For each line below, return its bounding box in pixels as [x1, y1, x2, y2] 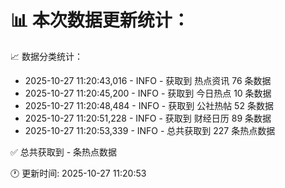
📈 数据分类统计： [10, 50, 83, 62]
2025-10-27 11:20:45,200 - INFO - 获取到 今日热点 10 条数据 [24, 87, 272, 99]
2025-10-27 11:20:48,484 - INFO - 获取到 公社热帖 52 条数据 [24, 99, 274, 111]
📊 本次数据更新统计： [10, 9, 190, 32]
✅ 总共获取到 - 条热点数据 [10, 146, 118, 158]
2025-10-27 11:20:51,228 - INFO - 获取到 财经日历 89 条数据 [24, 112, 272, 124]
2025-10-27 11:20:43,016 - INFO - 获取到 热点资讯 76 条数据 [24, 74, 272, 86]
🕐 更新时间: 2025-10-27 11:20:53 [10, 167, 147, 179]
